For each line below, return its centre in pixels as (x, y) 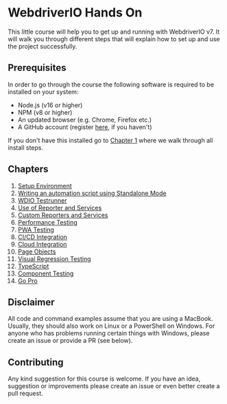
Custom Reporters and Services (63, 215)
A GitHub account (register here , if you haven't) (85, 127)
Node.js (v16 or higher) (50, 105)
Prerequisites (37, 68)
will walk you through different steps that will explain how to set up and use (114, 38)
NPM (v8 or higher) (45, 112)
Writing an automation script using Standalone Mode (92, 193)
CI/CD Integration (43, 237)
